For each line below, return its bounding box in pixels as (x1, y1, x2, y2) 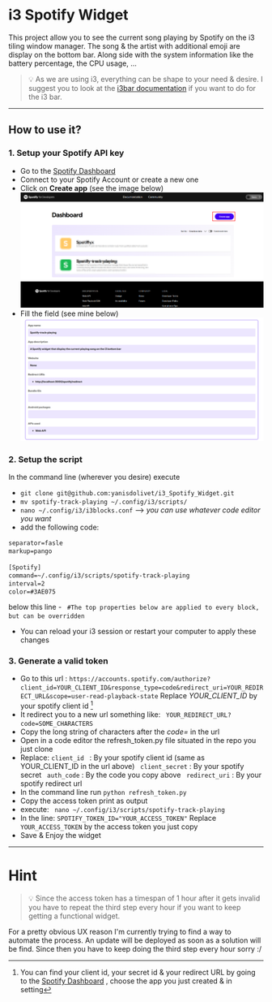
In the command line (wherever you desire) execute (8, 473, 181, 482)
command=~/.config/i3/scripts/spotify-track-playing (8, 572, 190, 580)
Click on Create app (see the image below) (19, 183, 164, 192)
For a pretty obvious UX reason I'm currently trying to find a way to (8, 926, 232, 936)
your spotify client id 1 (19, 700, 93, 710)
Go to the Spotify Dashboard (19, 166, 116, 175)
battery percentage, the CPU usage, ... (8, 58, 138, 68)
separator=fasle (8, 539, 63, 547)
